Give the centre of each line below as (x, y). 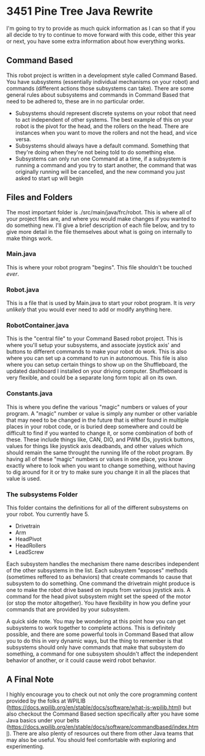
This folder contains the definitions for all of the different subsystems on (97, 508)
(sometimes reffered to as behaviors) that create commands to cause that (99, 577)
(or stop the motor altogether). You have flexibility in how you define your (99, 603)
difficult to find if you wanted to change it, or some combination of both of (99, 433)
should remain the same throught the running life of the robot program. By (99, 452)
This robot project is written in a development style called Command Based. (102, 75)
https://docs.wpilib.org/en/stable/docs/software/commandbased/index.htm (103, 727)
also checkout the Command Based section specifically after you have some (103, 714)
